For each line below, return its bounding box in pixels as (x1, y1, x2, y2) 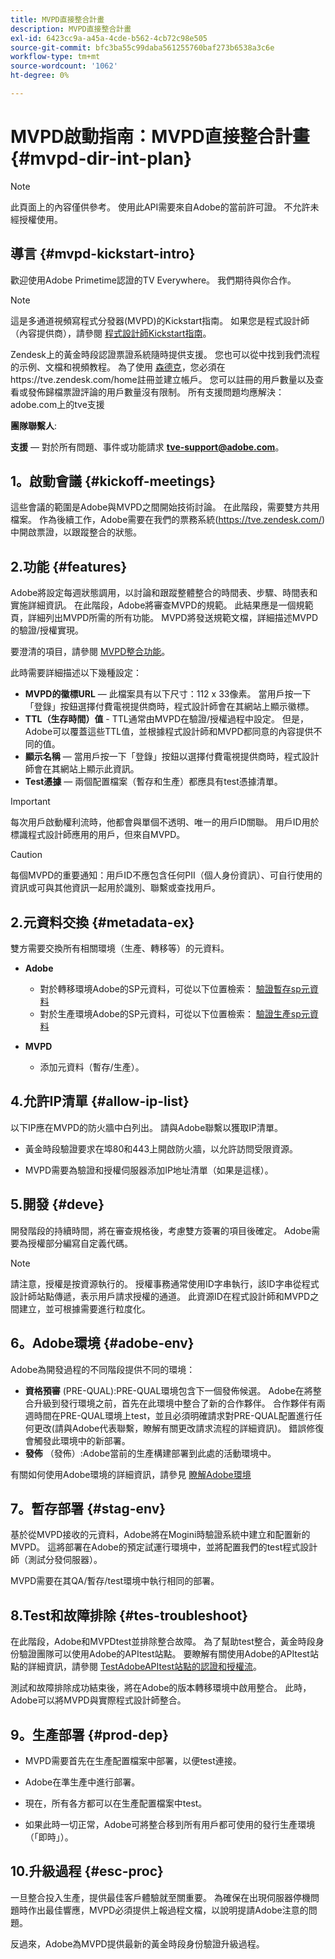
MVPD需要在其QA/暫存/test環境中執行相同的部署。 (10, 1575, 220, 1587)
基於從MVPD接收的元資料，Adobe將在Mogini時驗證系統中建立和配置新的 (10, 1529, 311, 1541)
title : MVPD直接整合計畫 (10, 14, 105, 25)
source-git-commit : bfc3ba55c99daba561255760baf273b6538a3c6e (10, 42, 275, 53)
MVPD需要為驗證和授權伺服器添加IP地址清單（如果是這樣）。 (24, 1164, 274, 1176)
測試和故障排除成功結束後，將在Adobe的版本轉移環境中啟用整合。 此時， (10, 1682, 312, 1694)
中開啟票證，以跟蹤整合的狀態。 (10, 526, 142, 538)
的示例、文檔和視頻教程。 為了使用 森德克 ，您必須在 (10, 361, 226, 373)
